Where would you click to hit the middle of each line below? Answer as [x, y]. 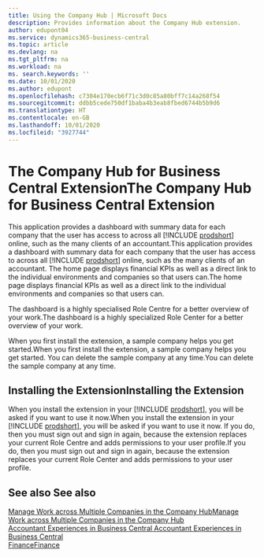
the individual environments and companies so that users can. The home [125, 277]
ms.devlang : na [33, 52]
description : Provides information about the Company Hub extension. [125, 23]
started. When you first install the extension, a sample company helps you [127, 349]
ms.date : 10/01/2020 [42, 81]
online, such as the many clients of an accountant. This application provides [130, 243]
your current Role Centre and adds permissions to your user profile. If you [127, 443]
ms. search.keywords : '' [49, 74]
